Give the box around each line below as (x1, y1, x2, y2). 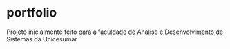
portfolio (6, 5, 57, 21)
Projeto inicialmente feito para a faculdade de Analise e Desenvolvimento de (6, 28, 224, 36)
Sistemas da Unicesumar (6, 35, 77, 43)
